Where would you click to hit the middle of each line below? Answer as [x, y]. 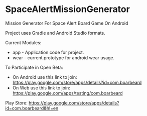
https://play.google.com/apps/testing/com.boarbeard [67, 93]
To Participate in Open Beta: [34, 67]
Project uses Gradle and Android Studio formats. [55, 33]
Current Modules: [23, 42]
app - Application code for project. [48, 52]
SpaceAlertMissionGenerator [68, 9]
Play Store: [16, 103]
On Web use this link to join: [41, 88]
